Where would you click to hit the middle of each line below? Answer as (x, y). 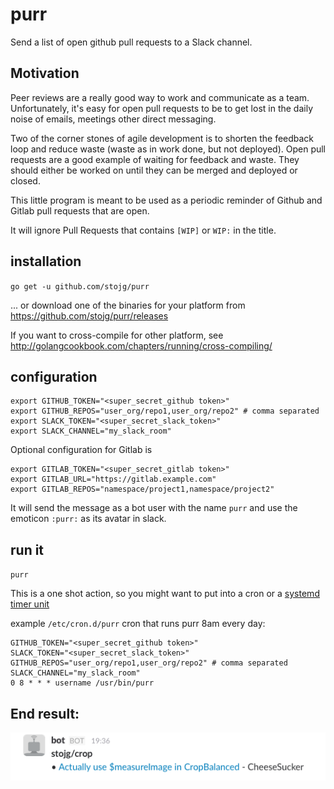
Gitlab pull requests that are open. (80, 210)
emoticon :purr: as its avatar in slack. (88, 519)
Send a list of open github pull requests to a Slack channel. (131, 42)
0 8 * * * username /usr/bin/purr (82, 683)
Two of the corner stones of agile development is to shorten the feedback (162, 138)
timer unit (30, 604)
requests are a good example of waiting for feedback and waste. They (155, 159)
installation (46, 261)
